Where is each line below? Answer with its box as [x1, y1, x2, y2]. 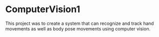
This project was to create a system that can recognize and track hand [5, 20, 154, 26]
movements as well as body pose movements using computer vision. [5, 25, 151, 31]
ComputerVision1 [5, 4, 80, 15]
